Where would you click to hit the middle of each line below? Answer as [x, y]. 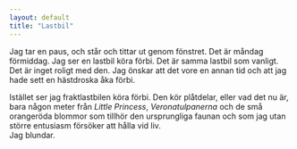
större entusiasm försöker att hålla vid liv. [85, 125]
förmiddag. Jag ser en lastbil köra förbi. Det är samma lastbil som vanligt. [144, 61]
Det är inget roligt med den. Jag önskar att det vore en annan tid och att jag [148, 70]
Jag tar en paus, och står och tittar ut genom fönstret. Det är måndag [136, 51]
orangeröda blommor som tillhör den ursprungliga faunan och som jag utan [148, 116]
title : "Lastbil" [42, 26]
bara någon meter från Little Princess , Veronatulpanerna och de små [136, 106]
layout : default [39, 17]
